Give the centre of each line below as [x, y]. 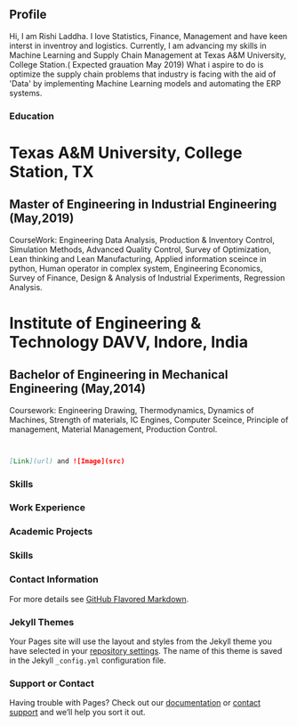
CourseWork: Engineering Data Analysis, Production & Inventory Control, [142, 240]
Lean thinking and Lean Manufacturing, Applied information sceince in [138, 258]
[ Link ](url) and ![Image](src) [67, 461]
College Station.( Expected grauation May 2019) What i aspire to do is [136, 64]
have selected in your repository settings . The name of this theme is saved [146, 650]
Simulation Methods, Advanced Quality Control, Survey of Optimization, [140, 249]
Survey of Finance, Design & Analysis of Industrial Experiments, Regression [147, 277]
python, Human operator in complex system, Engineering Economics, [136, 268]
